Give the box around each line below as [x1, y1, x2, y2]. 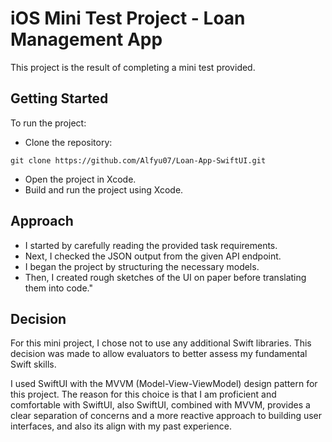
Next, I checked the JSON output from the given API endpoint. [24, 250, 282, 262]
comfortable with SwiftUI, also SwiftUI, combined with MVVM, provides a [10, 399, 311, 411]
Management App [10, 28, 163, 51]
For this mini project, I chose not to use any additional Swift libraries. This [10, 337, 312, 349]
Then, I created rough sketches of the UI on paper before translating [24, 271, 307, 283]
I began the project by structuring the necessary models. [24, 260, 260, 272]
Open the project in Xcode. [24, 173, 137, 185]
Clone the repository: [24, 136, 113, 148]
